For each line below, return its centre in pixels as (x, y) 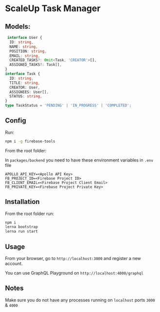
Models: (18, 27)
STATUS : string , (26, 96)
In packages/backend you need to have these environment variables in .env (79, 160)
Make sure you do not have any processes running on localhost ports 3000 (80, 300)
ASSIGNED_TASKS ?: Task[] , (36, 65)
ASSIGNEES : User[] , (29, 92)
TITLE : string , (25, 83)
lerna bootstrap (21, 227)
